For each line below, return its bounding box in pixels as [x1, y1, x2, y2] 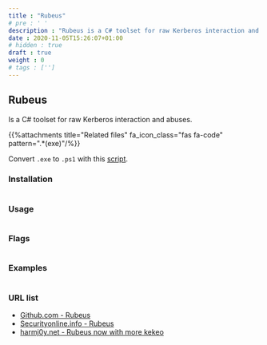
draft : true [8, 49, 52, 57]
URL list [8, 292, 38, 303]
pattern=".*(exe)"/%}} [8, 138, 81, 148]
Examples [8, 263, 48, 274]
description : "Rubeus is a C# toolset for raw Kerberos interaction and [8, 26, 260, 34]
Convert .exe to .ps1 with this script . [8, 153, 129, 164]
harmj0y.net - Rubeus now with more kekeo [19, 327, 164, 337]
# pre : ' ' [8, 19, 48, 27]
